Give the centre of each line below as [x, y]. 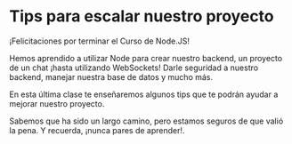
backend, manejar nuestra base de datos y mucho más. [111, 76]
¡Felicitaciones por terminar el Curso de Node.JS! [99, 41]
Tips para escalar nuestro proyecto [142, 16]
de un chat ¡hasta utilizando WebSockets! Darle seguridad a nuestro [134, 68]
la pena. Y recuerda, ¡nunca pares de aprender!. [97, 130]
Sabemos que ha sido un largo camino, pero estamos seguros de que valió [146, 121]
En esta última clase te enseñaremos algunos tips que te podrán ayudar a [144, 94]
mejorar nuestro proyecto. [57, 103]
